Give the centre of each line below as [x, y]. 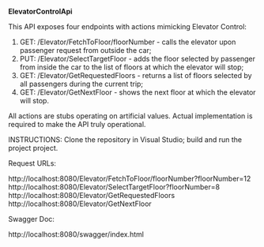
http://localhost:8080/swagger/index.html [76, 234]
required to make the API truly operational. [77, 124]
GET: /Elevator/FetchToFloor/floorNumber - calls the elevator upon [128, 42]
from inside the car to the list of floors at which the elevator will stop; [132, 67]
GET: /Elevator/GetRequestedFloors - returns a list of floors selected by [136, 75]
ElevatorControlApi [40, 11]
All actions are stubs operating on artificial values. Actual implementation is [130, 116]
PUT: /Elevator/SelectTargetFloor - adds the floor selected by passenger [137, 59]
